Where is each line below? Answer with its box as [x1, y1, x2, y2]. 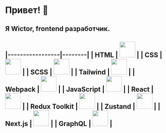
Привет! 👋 [5, 4, 48, 16]
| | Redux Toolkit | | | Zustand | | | [22, 102, 161, 110]
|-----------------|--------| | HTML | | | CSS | [5, 50, 162, 59]
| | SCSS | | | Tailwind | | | [22, 67, 135, 76]
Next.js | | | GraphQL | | [5, 119, 112, 128]
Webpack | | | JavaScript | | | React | [5, 85, 154, 93]
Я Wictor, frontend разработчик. [5, 24, 110, 33]
